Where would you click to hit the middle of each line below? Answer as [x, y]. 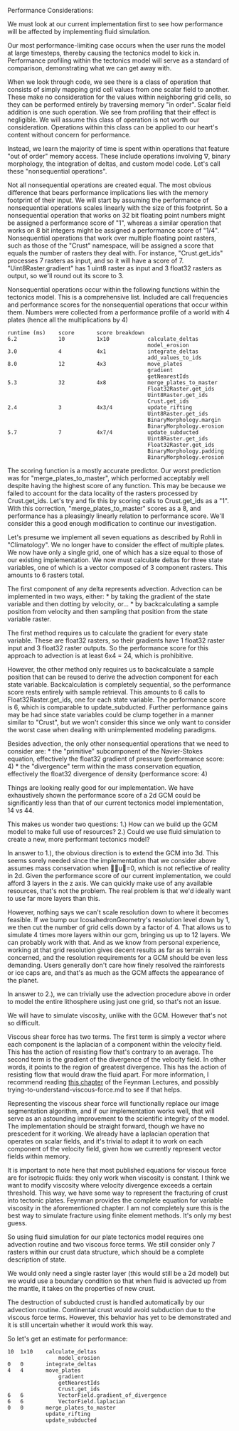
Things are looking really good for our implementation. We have [101, 788]
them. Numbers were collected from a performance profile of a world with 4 [118, 312]
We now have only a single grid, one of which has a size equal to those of [115, 552]
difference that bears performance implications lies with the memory [108, 192]
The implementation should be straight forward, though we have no [106, 1126]
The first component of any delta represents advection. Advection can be [115, 589]
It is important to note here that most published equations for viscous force [117, 1170]
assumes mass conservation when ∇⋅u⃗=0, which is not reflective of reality [119, 868]
